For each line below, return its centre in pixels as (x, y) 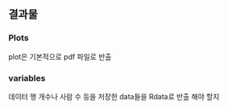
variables (27, 78)
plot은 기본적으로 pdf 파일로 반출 (60, 57)
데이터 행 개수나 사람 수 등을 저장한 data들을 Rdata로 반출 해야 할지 (114, 96)
